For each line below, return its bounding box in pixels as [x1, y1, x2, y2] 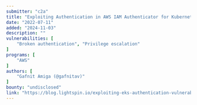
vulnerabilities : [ [6, 36, 54, 41]
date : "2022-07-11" [6, 19, 54, 25]
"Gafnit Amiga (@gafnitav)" [16, 73, 85, 79]
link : [6, 90, 19, 96]
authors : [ [6, 68, 33, 74]
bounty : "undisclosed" [6, 85, 62, 90]
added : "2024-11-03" [6, 24, 57, 31]
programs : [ [6, 52, 35, 58]
